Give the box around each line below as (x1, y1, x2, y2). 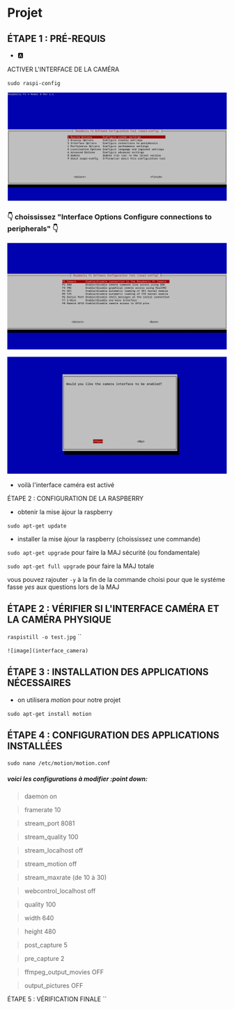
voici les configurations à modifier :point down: (7, 775, 148, 783)
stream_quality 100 (24, 832, 79, 842)
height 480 (24, 927, 56, 936)
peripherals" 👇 (7, 224, 58, 234)
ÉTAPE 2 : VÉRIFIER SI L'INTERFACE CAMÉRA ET (7, 603, 219, 615)
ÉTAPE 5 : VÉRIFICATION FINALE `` (7, 995, 107, 1003)
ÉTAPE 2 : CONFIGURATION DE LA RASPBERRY (7, 494, 144, 502)
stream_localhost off (24, 846, 84, 855)
